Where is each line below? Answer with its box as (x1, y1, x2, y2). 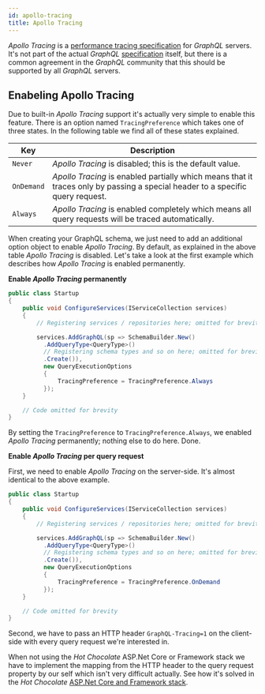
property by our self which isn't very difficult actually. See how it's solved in (8, 669, 255, 679)
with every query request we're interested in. (23, 637, 170, 647)
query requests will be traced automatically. (52, 214, 215, 225)
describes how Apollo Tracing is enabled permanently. (8, 259, 185, 268)
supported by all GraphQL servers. (8, 66, 121, 75)
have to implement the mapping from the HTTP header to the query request (8, 661, 254, 670)
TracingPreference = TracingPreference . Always (58, 377, 214, 385)
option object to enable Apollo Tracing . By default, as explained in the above (8, 242, 256, 252)
